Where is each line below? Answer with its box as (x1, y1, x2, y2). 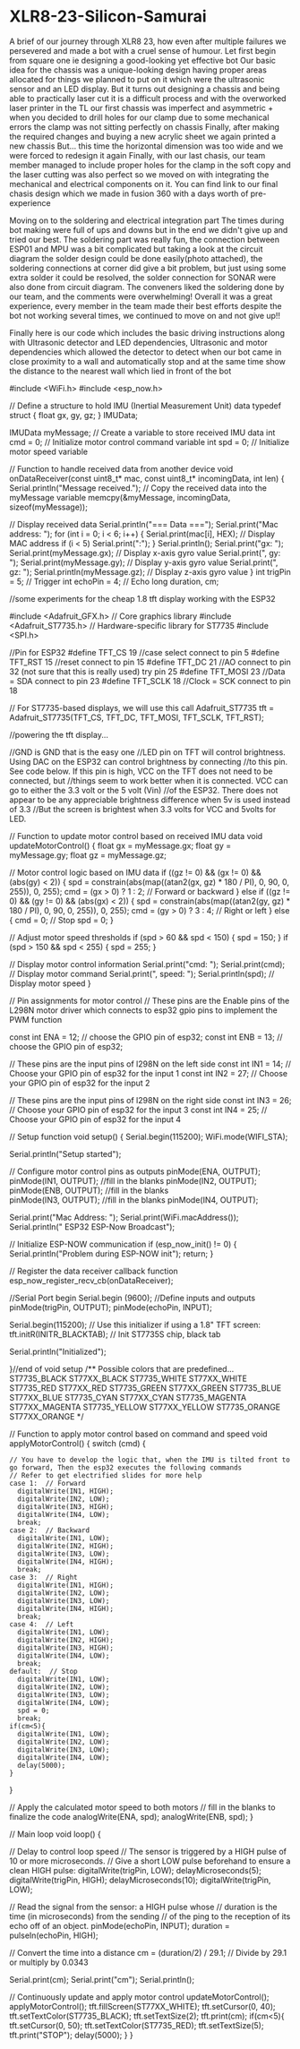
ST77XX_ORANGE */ (9, 1410, 84, 1421)
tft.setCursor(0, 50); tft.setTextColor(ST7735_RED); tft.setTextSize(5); (9, 2019, 264, 2030)
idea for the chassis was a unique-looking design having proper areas (9, 64, 267, 75)
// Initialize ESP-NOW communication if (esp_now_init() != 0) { (9, 1239, 237, 1249)
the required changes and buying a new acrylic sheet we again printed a (9, 131, 276, 141)
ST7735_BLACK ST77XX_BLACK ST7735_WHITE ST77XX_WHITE (9, 1373, 248, 1384)
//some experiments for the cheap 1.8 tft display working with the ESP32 (9, 593, 276, 604)
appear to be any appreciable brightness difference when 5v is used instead (9, 794, 291, 805)
